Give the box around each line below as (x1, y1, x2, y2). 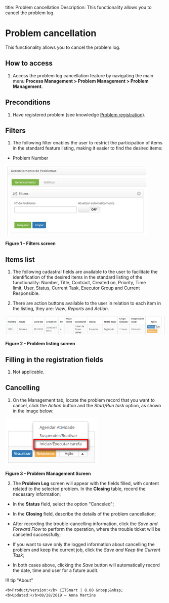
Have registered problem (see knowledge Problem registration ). (12, 111, 146, 117)
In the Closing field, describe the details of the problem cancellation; (12, 510, 156, 517)
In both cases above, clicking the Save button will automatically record (12, 562, 160, 568)
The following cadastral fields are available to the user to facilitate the (12, 269, 158, 275)
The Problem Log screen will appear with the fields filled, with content (12, 480, 159, 486)
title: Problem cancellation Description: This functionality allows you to (5, 5, 152, 10)
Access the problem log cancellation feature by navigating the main (12, 72, 153, 78)
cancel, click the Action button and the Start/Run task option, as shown (12, 402, 161, 408)
